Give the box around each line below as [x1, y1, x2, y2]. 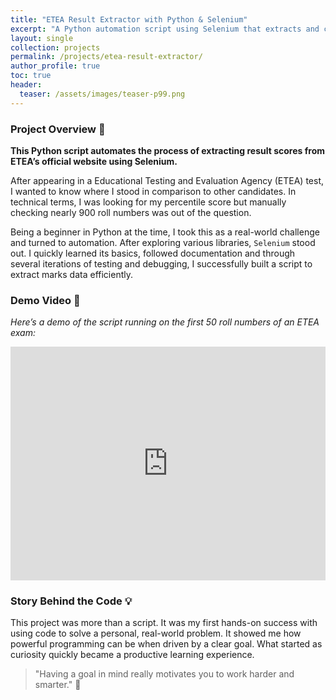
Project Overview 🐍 [10, 122, 106, 136]
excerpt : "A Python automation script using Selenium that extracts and [10, 24, 320, 34]
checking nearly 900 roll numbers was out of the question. [10, 206, 252, 218]
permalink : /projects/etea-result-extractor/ [10, 52, 203, 62]
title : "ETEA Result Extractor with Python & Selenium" [10, 14, 248, 25]
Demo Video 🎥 [10, 293, 81, 307]
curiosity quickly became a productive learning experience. [10, 649, 255, 661]
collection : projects [10, 42, 101, 53]
